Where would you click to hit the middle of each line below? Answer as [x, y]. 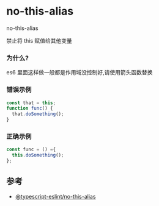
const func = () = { [31, 150]
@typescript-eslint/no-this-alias [55, 196]
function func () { [30, 108]
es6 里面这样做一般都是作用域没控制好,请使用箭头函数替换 [79, 73]
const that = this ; [31, 103]
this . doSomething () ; [38, 155]
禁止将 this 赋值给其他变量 [39, 40]
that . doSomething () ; [38, 114]
